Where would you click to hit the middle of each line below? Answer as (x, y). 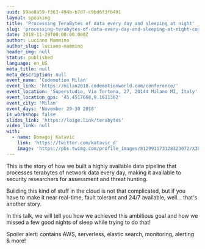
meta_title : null (28, 69)
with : (13, 132)
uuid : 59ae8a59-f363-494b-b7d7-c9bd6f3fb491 (64, 12)
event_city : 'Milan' (33, 103)
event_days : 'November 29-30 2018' (52, 109)
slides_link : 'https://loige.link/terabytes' (65, 120)
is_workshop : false (31, 114)
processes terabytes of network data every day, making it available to (94, 173)
